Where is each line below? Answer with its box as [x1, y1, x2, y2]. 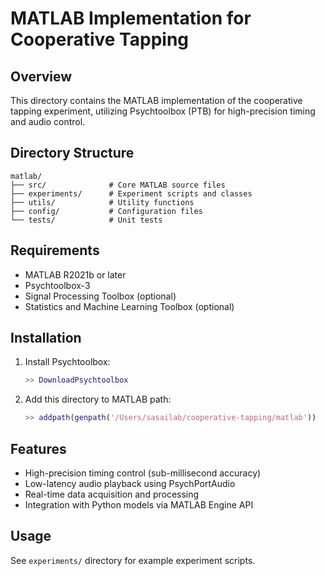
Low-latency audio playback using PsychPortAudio [24, 478, 236, 489]
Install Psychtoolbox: [24, 356, 111, 368]
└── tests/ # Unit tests [10, 215, 163, 225]
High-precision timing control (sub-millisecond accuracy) [24, 467, 262, 479]
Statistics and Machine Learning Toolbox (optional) [24, 300, 235, 312]
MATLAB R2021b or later [24, 268, 127, 281]
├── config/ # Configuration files [10, 206, 203, 216]
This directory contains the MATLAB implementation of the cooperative [10, 95, 303, 106]
